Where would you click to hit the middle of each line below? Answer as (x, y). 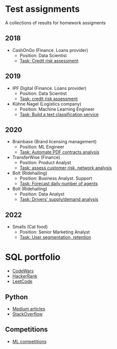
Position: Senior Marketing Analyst (55, 232)
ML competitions (29, 341)
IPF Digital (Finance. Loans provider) (49, 88)
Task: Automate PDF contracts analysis (59, 152)
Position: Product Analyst (45, 163)
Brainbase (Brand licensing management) (55, 142)
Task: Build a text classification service (59, 114)
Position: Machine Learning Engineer (57, 109)
